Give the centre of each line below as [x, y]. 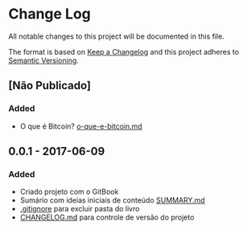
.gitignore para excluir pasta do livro [80, 209]
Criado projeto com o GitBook [69, 192]
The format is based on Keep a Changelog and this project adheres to [124, 51]
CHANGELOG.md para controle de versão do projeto [107, 217]
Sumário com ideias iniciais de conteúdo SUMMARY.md [112, 200]
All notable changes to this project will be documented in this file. [117, 36]
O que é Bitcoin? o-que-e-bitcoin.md [81, 126]
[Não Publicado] [49, 86]
